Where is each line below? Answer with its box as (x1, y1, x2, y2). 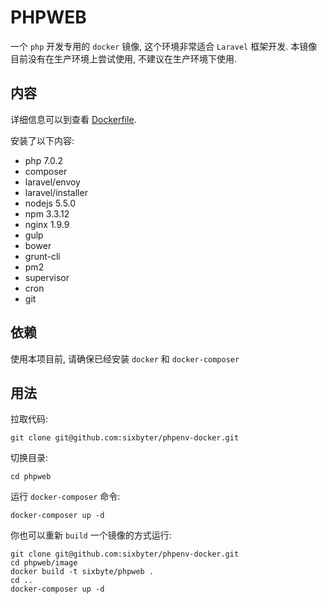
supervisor (24, 271, 70, 283)
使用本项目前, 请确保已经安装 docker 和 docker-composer (10, 352, 240, 365)
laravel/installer (24, 186, 88, 198)
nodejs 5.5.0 (24, 197, 77, 209)
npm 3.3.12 (24, 207, 70, 220)
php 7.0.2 (24, 154, 64, 166)
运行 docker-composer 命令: (10, 491, 121, 503)
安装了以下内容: (10, 134, 75, 146)
